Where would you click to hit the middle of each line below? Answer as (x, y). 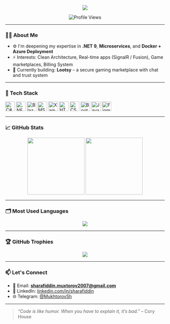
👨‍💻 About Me (22, 35)
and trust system (30, 75)
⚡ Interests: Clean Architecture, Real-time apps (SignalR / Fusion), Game (88, 57)
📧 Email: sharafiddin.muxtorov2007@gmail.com (64, 286)
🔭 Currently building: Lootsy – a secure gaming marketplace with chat (85, 70)
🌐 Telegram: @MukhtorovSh (42, 296)
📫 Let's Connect (26, 272)
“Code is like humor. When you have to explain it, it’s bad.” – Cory (86, 311)
